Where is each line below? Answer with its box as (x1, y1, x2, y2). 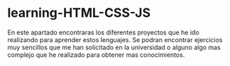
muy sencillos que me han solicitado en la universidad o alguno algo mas (7, 43, 221, 51)
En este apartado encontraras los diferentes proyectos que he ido (7, 28, 200, 37)
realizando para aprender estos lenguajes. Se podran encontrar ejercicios (7, 35, 223, 44)
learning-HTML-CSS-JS (7, 5, 151, 21)
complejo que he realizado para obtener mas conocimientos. (7, 51, 185, 59)
